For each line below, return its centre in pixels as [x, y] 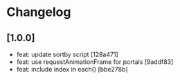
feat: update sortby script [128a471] [67, 54]
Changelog [39, 12]
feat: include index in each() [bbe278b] [72, 69]
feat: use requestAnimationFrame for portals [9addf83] [95, 62]
